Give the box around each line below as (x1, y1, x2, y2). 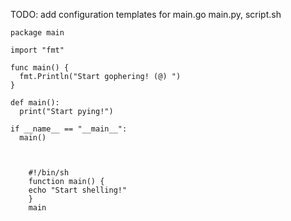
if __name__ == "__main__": (10, 124, 128, 134)
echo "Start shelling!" (28, 185, 128, 195)
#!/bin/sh (28, 168, 70, 178)
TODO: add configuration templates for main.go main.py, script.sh (10, 9, 282, 20)
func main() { (10, 63, 70, 73)
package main (10, 28, 65, 38)
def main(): (10, 98, 60, 108)
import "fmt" (10, 45, 65, 55)
